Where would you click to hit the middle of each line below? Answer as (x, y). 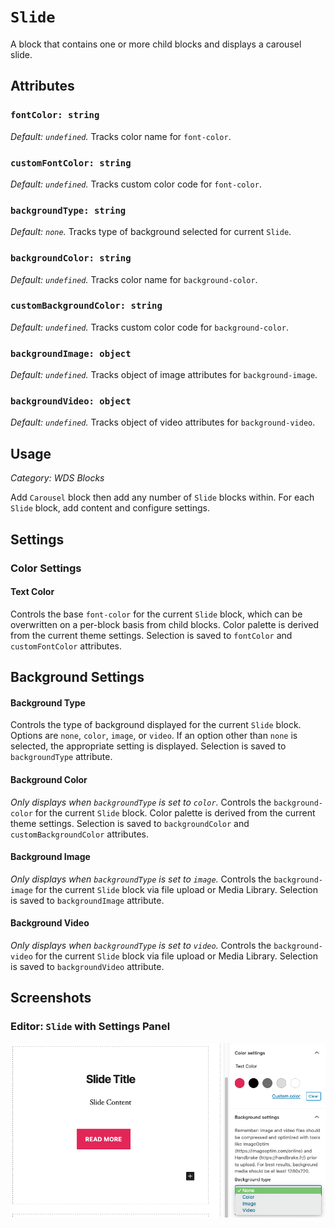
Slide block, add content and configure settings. (110, 508)
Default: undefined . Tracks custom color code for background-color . (149, 327)
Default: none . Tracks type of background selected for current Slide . (151, 232)
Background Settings (77, 677)
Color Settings (46, 568)
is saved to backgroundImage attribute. (87, 900)
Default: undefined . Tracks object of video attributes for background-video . (163, 422)
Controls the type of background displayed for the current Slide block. (156, 725)
